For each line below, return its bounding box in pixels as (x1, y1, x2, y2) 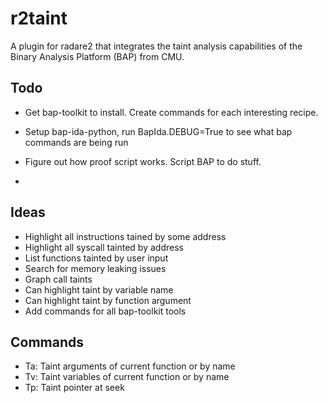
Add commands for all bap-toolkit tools (24, 305, 187, 317)
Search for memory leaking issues (24, 262, 167, 274)
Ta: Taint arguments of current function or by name (24, 360, 236, 372)
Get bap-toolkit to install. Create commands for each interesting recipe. (24, 106, 319, 118)
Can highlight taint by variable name (24, 283, 174, 296)
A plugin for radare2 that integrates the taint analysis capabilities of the (10, 40, 303, 52)
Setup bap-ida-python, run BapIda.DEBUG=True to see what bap (24, 125, 293, 137)
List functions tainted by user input (24, 252, 169, 264)
